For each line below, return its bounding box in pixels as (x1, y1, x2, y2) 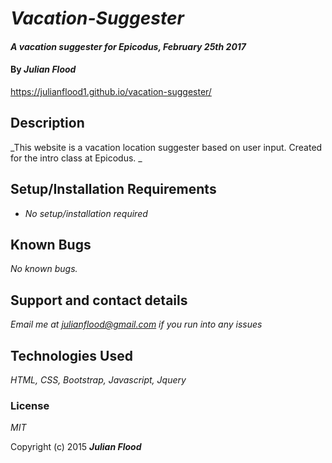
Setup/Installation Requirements (10, 181, 217, 198)
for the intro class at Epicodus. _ (10, 152, 143, 164)
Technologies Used (10, 347, 133, 364)
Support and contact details (10, 292, 188, 309)
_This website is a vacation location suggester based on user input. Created (10, 141, 323, 153)
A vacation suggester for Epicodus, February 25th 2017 (10, 40, 247, 52)
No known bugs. (10, 263, 78, 275)
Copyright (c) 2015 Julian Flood (10, 441, 142, 453)
